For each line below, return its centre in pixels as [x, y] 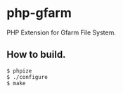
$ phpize [19, 71]
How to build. [36, 55]
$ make [16, 83]
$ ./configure [27, 77]
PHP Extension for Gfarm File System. [61, 32]
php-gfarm [39, 13]
